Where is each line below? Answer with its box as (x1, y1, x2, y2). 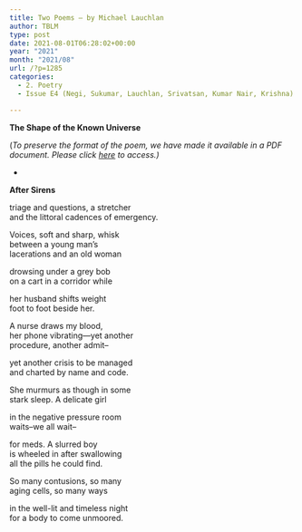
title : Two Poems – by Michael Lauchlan (9, 13, 165, 23)
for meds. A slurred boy (9, 439, 98, 450)
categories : (9, 73, 54, 82)
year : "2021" (9, 47, 59, 56)
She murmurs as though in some (9, 384, 132, 395)
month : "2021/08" (9, 55, 75, 64)
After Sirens (9, 184, 56, 195)
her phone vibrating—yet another (9, 330, 134, 341)
